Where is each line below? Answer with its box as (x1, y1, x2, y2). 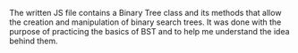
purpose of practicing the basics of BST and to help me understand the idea (9, 26, 290, 36)
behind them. (9, 35, 58, 46)
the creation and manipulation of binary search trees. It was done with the (9, 17, 282, 27)
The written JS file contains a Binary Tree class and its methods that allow (9, 8, 282, 18)
